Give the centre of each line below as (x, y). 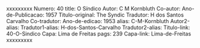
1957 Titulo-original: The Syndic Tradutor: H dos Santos (115, 15)
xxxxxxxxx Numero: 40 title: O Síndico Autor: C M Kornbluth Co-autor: (93, 9)
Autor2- (180, 21)
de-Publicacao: (25, 15)
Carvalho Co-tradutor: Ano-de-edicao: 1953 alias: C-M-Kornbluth (88, 21)
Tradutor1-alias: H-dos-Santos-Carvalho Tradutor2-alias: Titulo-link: (105, 27)
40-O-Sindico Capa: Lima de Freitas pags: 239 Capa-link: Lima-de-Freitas (99, 34)
